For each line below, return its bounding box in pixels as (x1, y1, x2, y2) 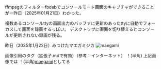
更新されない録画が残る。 (13, 33, 64, 38)
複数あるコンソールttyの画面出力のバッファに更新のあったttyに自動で (5, 21, 143, 26)
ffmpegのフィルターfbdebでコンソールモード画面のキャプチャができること (5, 4, 154, 10)
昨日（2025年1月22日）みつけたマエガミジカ (5, 43, 95, 48)
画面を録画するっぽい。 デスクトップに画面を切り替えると (21, 26, 138, 32)
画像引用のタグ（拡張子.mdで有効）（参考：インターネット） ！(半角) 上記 (5, 53, 152, 58)
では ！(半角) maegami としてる (9, 59, 70, 64)
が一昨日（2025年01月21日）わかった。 (5, 10, 84, 16)
